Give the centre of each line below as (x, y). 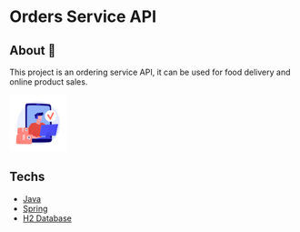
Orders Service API (83, 17)
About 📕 (33, 50)
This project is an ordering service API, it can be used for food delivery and (150, 72)
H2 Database (47, 218)
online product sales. (49, 82)
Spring (35, 208)
